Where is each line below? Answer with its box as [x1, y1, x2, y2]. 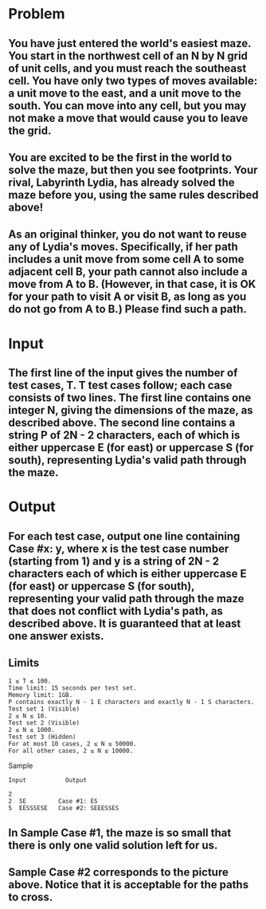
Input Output [8, 777, 88, 785]
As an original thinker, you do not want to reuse [8, 228, 247, 242]
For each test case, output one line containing [8, 529, 241, 543]
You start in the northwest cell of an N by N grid [8, 49, 248, 62]
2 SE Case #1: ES [8, 797, 98, 805]
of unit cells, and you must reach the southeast [8, 61, 247, 75]
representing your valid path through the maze [8, 592, 244, 605]
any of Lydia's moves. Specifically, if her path [8, 240, 239, 254]
